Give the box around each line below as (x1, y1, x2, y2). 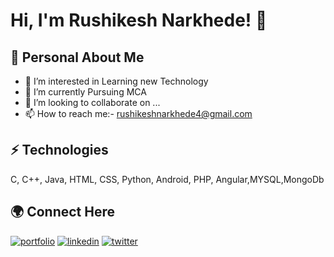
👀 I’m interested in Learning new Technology (24, 75, 209, 87)
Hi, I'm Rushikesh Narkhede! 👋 (10, 9, 268, 32)
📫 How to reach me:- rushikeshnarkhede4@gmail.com (24, 108, 253, 119)
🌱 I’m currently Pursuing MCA (24, 86, 147, 98)
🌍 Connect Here (10, 204, 115, 221)
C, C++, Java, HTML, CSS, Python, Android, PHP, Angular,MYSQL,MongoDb (10, 173, 325, 185)
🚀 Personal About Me (10, 49, 145, 66)
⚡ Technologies (10, 142, 109, 159)
